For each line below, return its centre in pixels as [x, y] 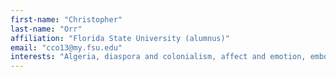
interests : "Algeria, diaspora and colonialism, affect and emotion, [158, 57]
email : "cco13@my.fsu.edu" [66, 47]
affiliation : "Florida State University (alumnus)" [120, 38]
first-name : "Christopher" [66, 19]
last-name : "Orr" [46, 29]
